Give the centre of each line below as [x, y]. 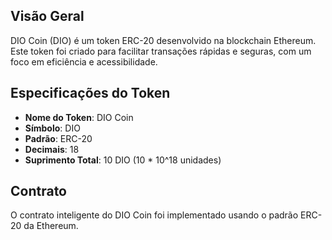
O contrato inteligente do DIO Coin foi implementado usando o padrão [154, 215]
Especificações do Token [90, 93]
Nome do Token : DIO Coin [79, 117]
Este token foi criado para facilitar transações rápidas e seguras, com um [161, 51]
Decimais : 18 [52, 149]
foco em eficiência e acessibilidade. [84, 61]
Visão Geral [47, 16]
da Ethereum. [51, 226]
